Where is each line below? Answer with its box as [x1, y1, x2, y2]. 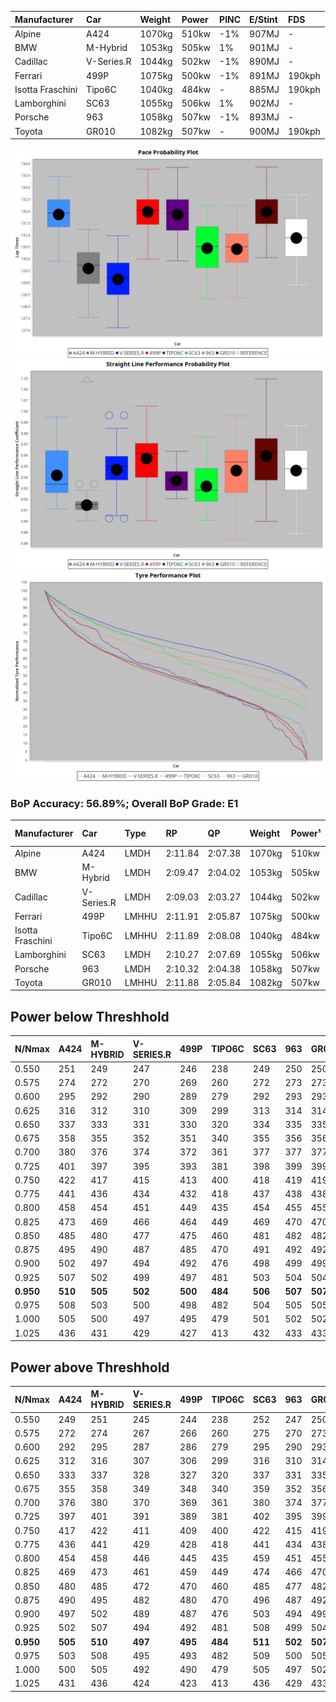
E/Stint [249, 13, 278, 25]
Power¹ [290, 827, 322, 840]
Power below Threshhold [10, 1008, 170, 1025]
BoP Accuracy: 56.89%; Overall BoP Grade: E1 [10, 796, 239, 810]
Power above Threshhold [10, 1359, 170, 1376]
